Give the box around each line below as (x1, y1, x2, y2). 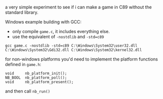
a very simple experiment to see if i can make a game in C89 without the (5, 4, 152, 10)
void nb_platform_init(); (5, 71, 67, 76)
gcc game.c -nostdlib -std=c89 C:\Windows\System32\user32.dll (5, 43, 138, 48)
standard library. (5, 9, 38, 15)
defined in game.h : (5, 62, 41, 67)
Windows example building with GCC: (5, 19, 82, 25)
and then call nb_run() (5, 88, 50, 94)
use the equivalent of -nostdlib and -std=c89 (12, 34, 104, 39)
